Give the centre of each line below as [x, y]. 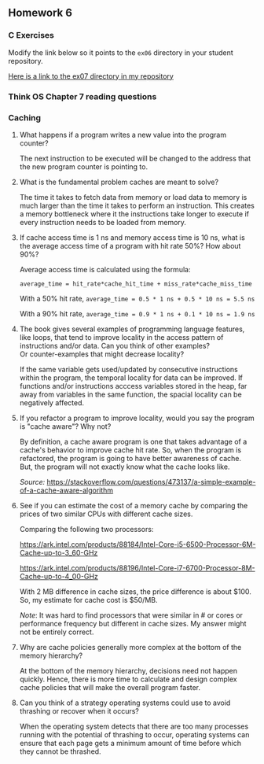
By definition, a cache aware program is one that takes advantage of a [133, 441]
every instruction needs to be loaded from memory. [103, 222]
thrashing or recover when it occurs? [79, 710]
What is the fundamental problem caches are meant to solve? [119, 182]
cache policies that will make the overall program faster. [110, 687]
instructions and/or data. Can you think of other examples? [115, 345]
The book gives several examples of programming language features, [132, 329]
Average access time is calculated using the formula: [105, 269]
